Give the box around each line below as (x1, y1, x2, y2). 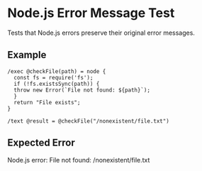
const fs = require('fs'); (13, 74, 94, 81)
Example (7, 49, 47, 61)
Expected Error (7, 137, 76, 149)
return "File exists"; (13, 99, 81, 106)
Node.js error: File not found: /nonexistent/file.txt (7, 155, 150, 164)
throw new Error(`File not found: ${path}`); (13, 87, 151, 94)
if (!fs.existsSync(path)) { (13, 80, 100, 87)
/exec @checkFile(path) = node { (7, 67, 106, 75)
